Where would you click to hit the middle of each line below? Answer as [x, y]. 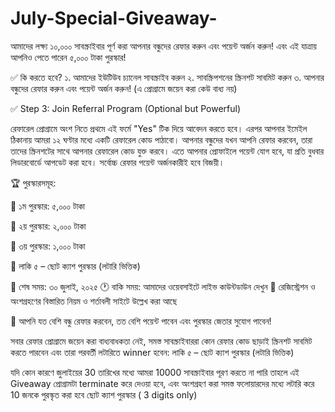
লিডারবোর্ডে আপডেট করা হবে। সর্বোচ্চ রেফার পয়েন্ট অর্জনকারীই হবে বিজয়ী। [117, 162]
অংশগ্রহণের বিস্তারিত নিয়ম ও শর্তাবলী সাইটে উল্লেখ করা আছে [94, 301]
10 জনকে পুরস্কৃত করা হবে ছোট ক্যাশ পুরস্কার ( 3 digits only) [104, 394]
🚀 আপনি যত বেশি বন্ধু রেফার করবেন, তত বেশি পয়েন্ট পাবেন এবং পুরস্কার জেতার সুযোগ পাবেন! [141, 321]
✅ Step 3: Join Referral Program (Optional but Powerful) [126, 108]
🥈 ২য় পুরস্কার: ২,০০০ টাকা [48, 226]
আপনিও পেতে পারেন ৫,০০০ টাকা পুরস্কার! [68, 57]
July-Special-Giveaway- [114, 18]
